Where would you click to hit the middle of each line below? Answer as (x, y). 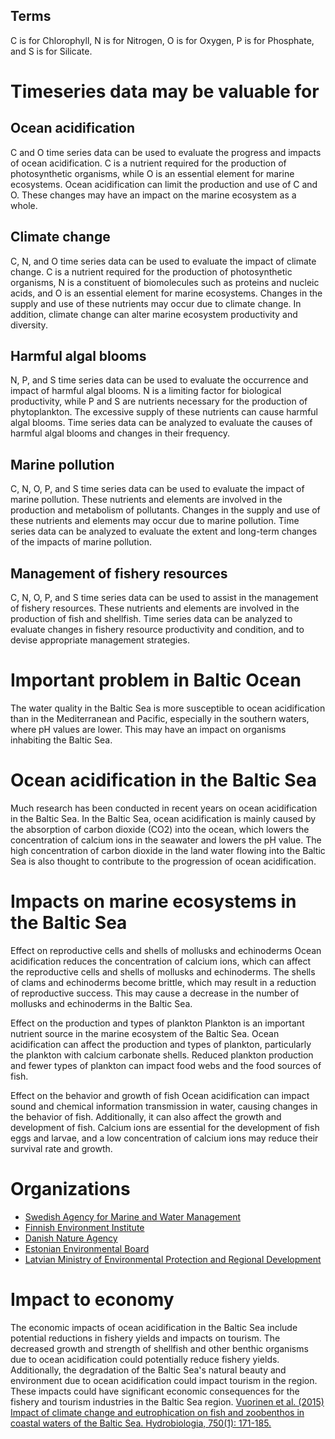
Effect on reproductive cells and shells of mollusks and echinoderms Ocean (166, 950)
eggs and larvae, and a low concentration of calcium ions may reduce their (164, 1138)
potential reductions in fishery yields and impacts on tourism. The (145, 1338)
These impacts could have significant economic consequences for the (155, 1391)
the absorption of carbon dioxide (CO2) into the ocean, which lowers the (160, 829)
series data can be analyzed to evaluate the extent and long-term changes (164, 531)
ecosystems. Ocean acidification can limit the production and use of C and (164, 184)
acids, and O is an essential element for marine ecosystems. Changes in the (166, 293)
